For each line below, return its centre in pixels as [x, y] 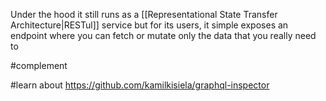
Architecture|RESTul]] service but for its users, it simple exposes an [149, 25]
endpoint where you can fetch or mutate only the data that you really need [163, 35]
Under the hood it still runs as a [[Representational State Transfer [144, 14]
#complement [39, 65]
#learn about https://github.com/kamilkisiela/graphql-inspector [140, 85]
